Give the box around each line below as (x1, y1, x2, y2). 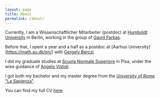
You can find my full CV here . (5, 88, 64, 94)
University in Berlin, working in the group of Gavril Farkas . (5, 34, 121, 40)
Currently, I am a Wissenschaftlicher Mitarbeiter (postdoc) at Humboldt (5, 30, 148, 35)
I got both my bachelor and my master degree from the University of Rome (5, 73, 155, 79)
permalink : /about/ (5, 16, 45, 21)
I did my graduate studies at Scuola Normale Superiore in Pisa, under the (5, 59, 151, 65)
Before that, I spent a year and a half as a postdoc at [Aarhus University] (5, 44, 151, 50)
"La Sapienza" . (5, 78, 35, 84)
